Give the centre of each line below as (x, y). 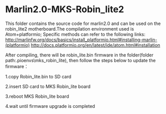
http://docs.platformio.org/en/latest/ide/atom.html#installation (95, 45)
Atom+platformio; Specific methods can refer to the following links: (75, 34)
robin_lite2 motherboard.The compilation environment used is (70, 28)
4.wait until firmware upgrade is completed (50, 106)
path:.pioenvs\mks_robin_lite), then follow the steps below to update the (80, 60)
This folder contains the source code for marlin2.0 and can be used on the (83, 23)
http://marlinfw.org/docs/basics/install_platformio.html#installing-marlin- (81, 40)
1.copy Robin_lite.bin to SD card (38, 76)
